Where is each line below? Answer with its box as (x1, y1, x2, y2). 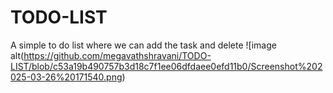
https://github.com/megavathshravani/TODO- (23, 49, 212, 61)
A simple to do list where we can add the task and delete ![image (10, 39, 277, 51)
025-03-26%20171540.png (10, 71, 123, 83)
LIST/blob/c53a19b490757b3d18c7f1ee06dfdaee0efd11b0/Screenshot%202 (10, 60, 323, 72)
